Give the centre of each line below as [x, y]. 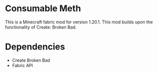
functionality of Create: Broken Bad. [41, 27]
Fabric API [22, 65]
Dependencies [35, 47]
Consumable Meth [43, 9]
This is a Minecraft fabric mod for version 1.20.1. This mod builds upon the [79, 22]
